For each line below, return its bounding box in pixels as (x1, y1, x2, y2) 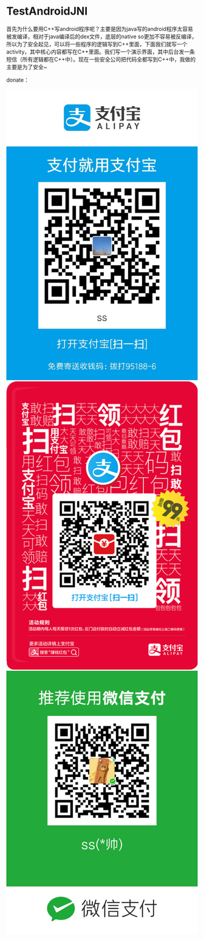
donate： (6, 76, 29, 83)
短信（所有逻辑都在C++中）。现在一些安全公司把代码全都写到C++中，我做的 (6, 55, 196, 63)
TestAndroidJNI (6, 4, 88, 18)
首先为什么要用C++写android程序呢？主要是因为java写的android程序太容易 (6, 25, 193, 32)
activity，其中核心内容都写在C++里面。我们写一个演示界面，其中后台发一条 (6, 48, 195, 55)
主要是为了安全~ (6, 63, 47, 71)
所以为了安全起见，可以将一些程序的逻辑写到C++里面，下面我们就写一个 (6, 40, 188, 48)
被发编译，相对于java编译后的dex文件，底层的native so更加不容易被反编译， (6, 32, 197, 40)
